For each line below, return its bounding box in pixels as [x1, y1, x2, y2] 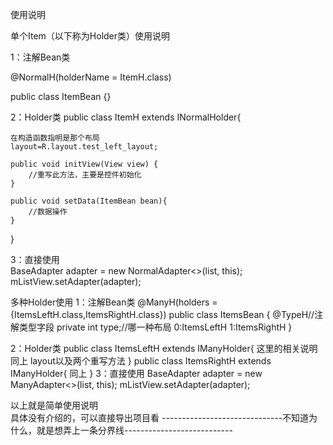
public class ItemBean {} [10, 91, 112, 102]
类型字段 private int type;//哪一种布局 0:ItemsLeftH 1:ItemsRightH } [18, 321, 293, 333]
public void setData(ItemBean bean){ [10, 196, 168, 206]
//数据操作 [28, 207, 68, 217]
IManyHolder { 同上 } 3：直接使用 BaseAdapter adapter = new [10, 368, 263, 379]
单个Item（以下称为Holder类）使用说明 [10, 30, 171, 42]
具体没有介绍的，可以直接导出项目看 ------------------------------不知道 [10, 412, 310, 423]
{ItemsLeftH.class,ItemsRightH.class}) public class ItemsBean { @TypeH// [10, 309, 315, 320]
